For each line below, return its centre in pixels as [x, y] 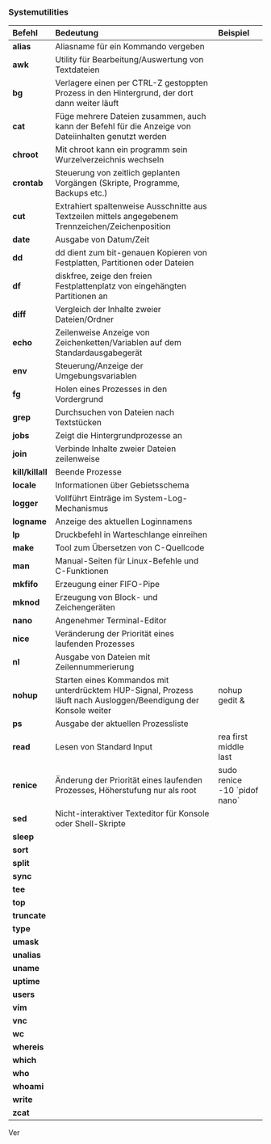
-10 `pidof [238, 791]
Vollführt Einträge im [94, 498]
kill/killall [30, 472]
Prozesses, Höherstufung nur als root [126, 791]
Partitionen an [82, 296]
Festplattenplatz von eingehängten [121, 286]
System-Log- [161, 498]
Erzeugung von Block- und [106, 597]
